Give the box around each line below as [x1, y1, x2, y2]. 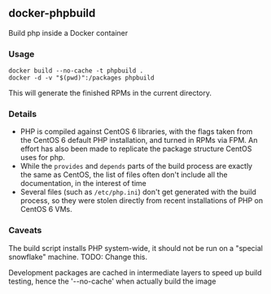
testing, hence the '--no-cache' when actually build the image [8, 276, 216, 286]
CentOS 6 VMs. [20, 205, 73, 214]
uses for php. [20, 153, 65, 162]
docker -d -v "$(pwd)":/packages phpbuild [8, 74, 155, 82]
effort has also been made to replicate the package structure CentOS [20, 144, 252, 153]
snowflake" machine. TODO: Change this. [8, 252, 148, 262]
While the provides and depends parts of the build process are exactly [20, 162, 253, 171]
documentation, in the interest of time [20, 179, 146, 188]
